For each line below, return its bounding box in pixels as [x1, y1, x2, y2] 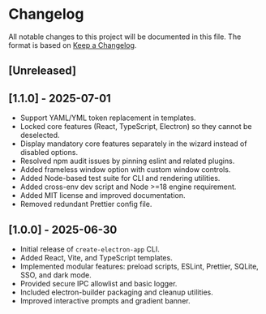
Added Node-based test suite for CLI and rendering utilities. [19, 174, 221, 183]
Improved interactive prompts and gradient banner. [19, 295, 191, 305]
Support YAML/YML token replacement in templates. [19, 113, 196, 123]
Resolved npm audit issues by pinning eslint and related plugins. [19, 156, 235, 166]
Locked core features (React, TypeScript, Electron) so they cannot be [19, 122, 253, 131]
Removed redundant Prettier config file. [19, 200, 152, 209]
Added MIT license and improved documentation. [19, 191, 186, 200]
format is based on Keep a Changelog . [8, 40, 137, 49]
